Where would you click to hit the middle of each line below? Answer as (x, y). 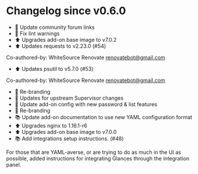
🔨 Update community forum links (55, 27)
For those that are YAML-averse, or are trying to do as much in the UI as (94, 152)
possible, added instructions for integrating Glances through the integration (98, 158)
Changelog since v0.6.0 (66, 11)
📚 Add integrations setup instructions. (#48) (69, 138)
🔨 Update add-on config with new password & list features (86, 104)
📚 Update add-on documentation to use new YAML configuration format (103, 117)
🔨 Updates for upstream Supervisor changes (69, 98)
